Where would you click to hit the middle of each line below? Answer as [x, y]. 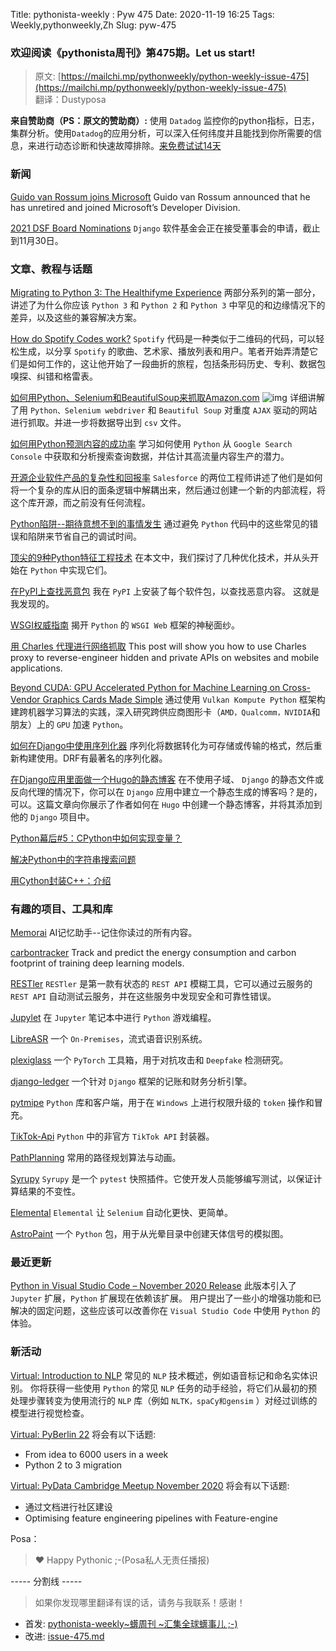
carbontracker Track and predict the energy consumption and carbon [153, 953]
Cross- [296, 687]
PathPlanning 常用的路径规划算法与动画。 [96, 1158]
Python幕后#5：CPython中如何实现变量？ [96, 838]
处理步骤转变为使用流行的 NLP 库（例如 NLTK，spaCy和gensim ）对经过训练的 [164, 1400]
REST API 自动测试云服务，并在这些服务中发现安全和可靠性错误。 [143, 996]
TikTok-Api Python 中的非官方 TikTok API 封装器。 [112, 1136]
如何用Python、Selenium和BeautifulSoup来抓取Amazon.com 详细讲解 [167, 397]
